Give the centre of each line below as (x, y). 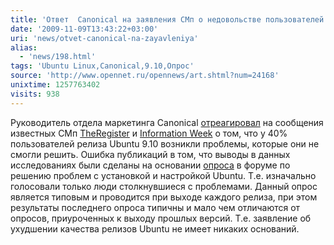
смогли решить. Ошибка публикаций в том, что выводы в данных (150, 154)
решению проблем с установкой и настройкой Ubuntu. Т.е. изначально (163, 175)
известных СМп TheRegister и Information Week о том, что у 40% (149, 133)
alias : (24, 47)
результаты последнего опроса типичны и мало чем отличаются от (155, 207)
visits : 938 (35, 94)
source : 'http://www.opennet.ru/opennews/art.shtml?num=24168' (145, 76)
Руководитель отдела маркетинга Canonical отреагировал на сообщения (167, 122)
